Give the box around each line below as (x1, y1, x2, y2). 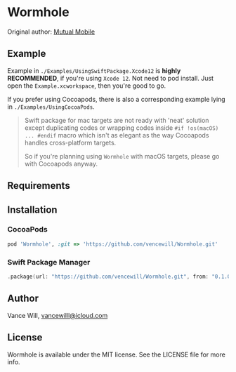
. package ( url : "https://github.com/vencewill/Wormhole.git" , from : (7, 273, 209, 280)
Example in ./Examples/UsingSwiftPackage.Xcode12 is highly (7, 66, 181, 74)
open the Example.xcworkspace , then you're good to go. (7, 81, 166, 90)
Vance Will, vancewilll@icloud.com (7, 311, 108, 319)
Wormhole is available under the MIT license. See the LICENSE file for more (7, 350, 226, 359)
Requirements (7, 180, 70, 192)
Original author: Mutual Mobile (7, 27, 96, 36)
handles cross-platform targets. (24, 138, 117, 147)
